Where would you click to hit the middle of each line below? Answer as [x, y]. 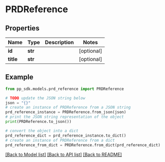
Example [19, 77]
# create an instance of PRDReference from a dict [60, 140]
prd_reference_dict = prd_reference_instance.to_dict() [66, 136]
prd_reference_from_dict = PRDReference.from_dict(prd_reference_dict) [83, 145]
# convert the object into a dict [42, 131]
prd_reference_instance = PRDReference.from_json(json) [66, 112]
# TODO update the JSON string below [45, 98]
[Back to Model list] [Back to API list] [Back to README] [64, 155]
